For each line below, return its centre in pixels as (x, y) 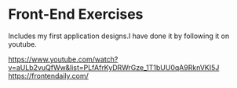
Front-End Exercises (76, 14)
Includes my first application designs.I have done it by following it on (119, 36)
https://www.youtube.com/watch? (63, 59)
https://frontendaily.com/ (48, 76)
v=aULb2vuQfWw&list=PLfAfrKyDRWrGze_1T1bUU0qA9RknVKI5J (114, 67)
